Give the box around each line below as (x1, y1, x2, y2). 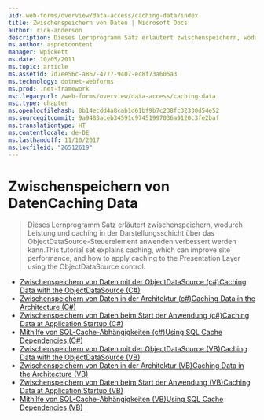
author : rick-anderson (8, 26, 82, 34)
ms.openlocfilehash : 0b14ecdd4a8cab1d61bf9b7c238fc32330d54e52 (8, 107, 220, 115)
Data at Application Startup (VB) (19, 386, 124, 396)
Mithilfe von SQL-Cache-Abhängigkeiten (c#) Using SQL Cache (19, 328, 222, 337)
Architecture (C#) (19, 303, 77, 312)
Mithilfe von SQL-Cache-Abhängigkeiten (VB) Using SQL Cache (19, 395, 224, 404)
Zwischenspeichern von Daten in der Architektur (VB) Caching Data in (19, 361, 245, 370)
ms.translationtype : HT (8, 121, 86, 129)
